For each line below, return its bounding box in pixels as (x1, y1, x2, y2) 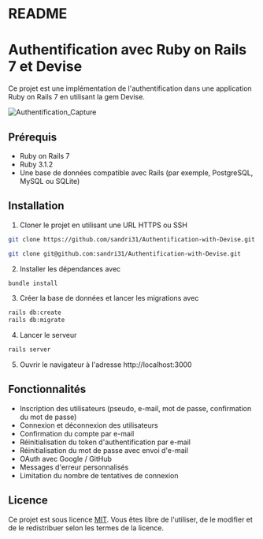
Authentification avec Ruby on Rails (8, 41, 246, 59)
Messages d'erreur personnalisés (19, 462, 129, 472)
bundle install (8, 279, 58, 287)
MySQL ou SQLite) (19, 176, 80, 185)
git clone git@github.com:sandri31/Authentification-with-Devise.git (8, 249, 242, 257)
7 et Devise (8, 58, 83, 76)
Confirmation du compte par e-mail (19, 429, 135, 438)
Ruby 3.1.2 (19, 159, 54, 169)
